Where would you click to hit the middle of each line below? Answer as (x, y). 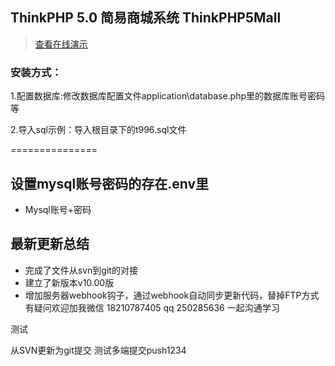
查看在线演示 (61, 44)
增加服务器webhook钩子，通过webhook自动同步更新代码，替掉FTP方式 (172, 295)
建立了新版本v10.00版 (69, 282)
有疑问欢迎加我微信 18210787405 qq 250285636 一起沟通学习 (152, 307)
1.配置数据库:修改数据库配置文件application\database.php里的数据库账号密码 (168, 96)
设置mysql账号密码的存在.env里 (109, 183)
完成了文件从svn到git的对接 (81, 270)
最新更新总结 (50, 244)
